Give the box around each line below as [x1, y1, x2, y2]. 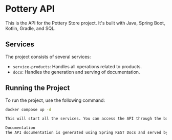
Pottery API [5, 3, 55, 15]
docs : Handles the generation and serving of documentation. [12, 69, 140, 75]
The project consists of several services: [5, 53, 91, 60]
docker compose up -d [5, 107, 52, 112]
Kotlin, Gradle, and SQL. [5, 25, 56, 31]
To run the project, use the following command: [5, 97, 105, 103]
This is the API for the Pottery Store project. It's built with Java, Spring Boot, [5, 20, 165, 26]
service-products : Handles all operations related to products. [12, 63, 142, 69]
